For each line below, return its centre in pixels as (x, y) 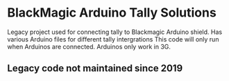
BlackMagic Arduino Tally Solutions (112, 13)
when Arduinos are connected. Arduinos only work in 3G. (89, 46)
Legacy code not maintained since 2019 (95, 68)
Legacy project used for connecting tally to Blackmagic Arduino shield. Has (115, 32)
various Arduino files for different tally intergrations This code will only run (113, 39)
